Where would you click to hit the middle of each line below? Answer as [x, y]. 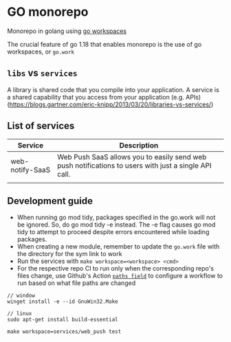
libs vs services [42, 73]
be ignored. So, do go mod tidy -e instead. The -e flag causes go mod [116, 225]
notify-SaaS [30, 170]
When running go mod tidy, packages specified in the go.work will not [116, 218]
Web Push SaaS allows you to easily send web [132, 157]
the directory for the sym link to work [69, 254]
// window [21, 296]
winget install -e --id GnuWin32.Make [63, 302]
